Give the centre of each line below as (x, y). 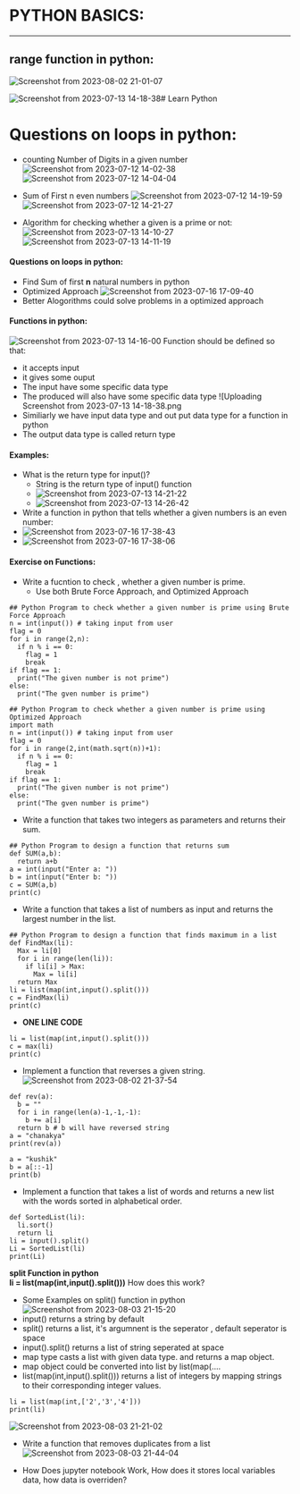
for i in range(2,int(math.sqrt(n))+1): (86, 748)
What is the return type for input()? (86, 475)
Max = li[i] (55, 974)
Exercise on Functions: (53, 561)
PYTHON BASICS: (77, 16)
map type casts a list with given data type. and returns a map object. (148, 1356)
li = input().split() (50, 1241)
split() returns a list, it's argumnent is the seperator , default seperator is (154, 1328)
